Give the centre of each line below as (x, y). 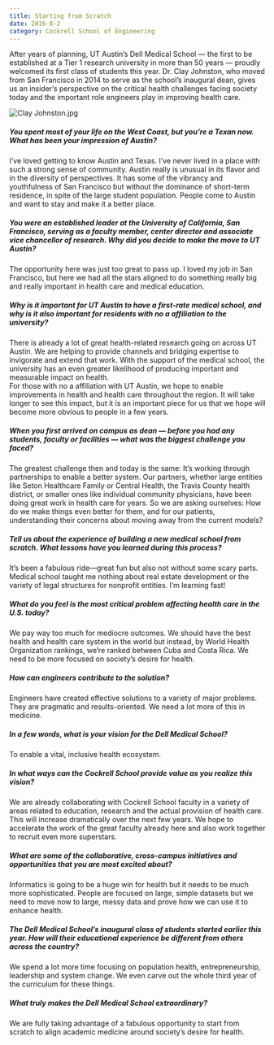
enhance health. (36, 911)
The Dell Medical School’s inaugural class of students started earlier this (135, 929)
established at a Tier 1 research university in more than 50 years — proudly (135, 63)
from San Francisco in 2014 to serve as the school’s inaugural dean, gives (133, 80)
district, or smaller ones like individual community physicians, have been (130, 494)
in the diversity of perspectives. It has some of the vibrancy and (116, 178)
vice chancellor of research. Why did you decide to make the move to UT (135, 240)
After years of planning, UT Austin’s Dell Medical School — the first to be (131, 54)
